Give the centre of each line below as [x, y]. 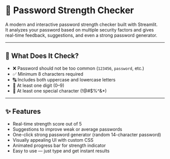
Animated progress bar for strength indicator [59, 145]
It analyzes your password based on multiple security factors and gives [80, 29]
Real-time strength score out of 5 [47, 123]
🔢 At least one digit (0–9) [38, 85]
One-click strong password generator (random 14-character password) [87, 135]
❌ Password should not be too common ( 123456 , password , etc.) [78, 68]
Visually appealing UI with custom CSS [53, 140]
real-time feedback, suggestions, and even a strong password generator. [81, 35]
